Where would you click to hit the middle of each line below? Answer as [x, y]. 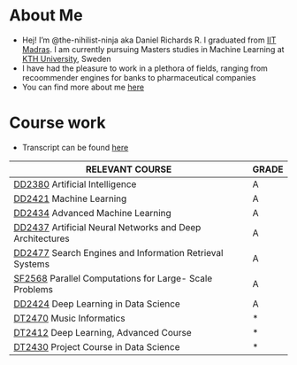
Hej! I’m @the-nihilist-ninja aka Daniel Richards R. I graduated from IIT [149, 40]
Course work [57, 123]
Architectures [42, 238]
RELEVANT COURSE [129, 169]
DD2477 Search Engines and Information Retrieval [118, 252]
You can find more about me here [83, 87]
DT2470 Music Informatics [69, 318]
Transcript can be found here [75, 147]
